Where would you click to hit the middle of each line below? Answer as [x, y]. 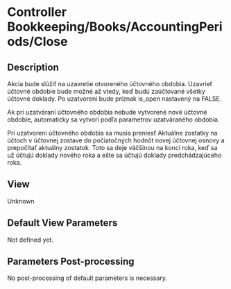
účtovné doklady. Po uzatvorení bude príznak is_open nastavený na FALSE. [114, 99]
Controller [37, 12]
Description [33, 67]
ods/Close [37, 42]
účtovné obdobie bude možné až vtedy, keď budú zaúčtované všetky [106, 91]
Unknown [21, 201]
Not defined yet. [31, 240]
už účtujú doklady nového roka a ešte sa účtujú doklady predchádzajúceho [114, 155]
